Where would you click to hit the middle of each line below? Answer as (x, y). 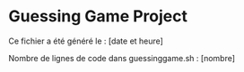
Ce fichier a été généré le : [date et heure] (86, 41)
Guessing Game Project (98, 16)
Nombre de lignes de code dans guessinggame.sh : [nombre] (122, 58)
